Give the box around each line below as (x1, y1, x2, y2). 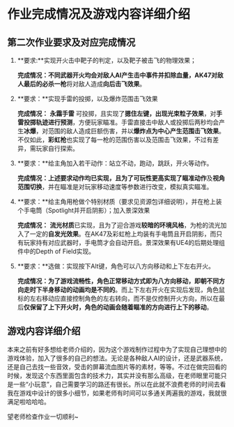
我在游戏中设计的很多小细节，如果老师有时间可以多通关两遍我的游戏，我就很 (7, 389, 227, 397)
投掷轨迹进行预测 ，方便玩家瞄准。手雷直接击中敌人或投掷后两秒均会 (23, 118, 219, 126)
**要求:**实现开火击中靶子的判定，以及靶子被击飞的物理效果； (17, 57, 196, 64)
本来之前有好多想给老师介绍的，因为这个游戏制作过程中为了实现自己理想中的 (7, 345, 227, 353)
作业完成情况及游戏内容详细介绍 (7, 6, 191, 22)
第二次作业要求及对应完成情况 (7, 36, 136, 48)
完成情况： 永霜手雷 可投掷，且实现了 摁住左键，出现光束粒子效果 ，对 (17, 110, 217, 117)
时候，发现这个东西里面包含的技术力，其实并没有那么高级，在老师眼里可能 (7, 371, 221, 380)
